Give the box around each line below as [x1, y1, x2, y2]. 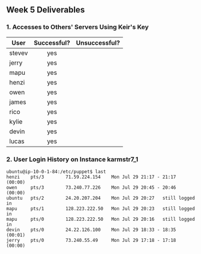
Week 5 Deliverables [6, 5, 85, 15]
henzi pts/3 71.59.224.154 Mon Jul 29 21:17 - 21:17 [6, 174, 176, 180]
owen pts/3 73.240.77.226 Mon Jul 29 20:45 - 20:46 [6, 184, 176, 191]
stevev [9, 48, 28, 57]
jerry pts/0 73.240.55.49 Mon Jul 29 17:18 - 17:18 [6, 237, 176, 243]
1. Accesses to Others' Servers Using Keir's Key [6, 23, 149, 31]
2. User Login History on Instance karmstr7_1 [6, 155, 138, 164]
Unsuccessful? [76, 39, 120, 47]
